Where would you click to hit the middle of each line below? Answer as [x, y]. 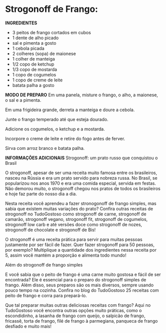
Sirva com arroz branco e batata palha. [45, 148]
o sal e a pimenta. [23, 100]
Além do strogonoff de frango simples [44, 265]
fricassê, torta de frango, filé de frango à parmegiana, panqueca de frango [82, 321]
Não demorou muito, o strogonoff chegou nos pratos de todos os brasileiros [83, 188]
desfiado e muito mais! [28, 326]
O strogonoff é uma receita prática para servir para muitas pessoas [74, 239]
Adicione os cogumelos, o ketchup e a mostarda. [55, 129]
